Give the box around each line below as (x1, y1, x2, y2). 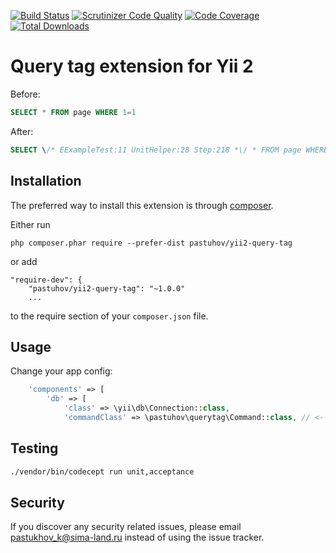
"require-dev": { (10, 275, 83, 285)
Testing (10, 440, 59, 457)
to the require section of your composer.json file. (10, 310, 209, 322)
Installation (10, 173, 82, 190)
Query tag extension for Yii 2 (10, 55, 254, 78)
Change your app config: (10, 365, 113, 377)
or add (10, 255, 38, 267)
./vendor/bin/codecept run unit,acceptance (10, 466, 195, 477)
